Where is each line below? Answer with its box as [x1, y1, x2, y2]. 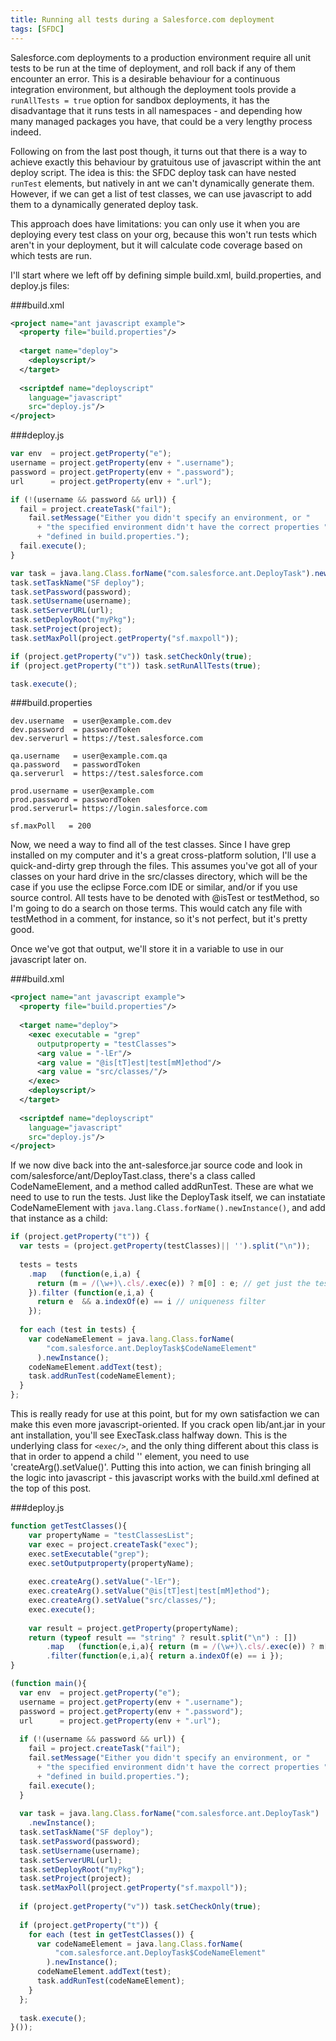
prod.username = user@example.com [10, 786, 155, 796]
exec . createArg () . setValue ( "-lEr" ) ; [28, 1577, 182, 1587]
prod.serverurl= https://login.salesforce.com [10, 804, 208, 814]
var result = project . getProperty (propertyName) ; [28, 1623, 240, 1633]
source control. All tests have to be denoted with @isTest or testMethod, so [10, 892, 320, 904]
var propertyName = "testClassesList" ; [28, 1530, 195, 1540]
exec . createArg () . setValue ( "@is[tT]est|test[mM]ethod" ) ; [28, 1586, 271, 1596]
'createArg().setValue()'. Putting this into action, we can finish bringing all [10, 1461, 312, 1473]
